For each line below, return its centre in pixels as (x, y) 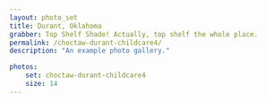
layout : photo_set (43, 17)
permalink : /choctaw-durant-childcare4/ (86, 42)
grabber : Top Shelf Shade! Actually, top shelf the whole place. (133, 34)
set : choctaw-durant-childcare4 (86, 76)
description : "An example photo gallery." (90, 51)
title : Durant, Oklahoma (56, 26)
